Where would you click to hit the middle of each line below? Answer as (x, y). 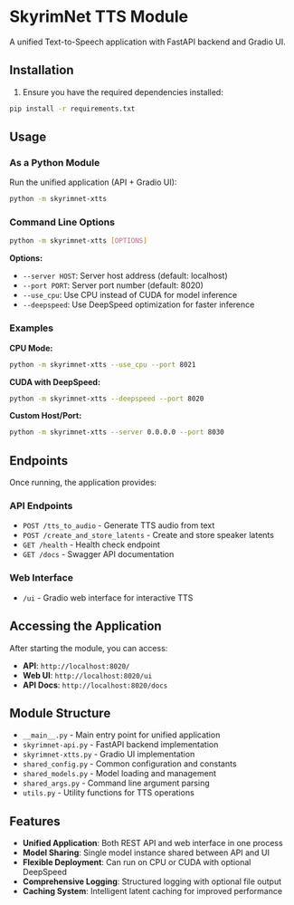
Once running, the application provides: (83, 483)
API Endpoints (41, 506)
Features (35, 821)
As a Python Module (55, 162)
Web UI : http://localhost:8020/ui (87, 675)
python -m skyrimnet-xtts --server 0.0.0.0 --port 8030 (117, 432)
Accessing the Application (85, 626)
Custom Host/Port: (46, 416)
